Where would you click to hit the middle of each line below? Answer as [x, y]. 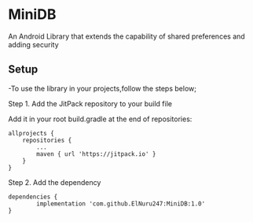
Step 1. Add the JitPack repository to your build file [90, 103]
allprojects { [31, 133]
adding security [33, 44]
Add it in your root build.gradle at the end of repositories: [100, 119]
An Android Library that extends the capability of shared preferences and [126, 36]
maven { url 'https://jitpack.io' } [96, 154]
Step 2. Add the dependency [55, 182]
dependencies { [33, 197]
